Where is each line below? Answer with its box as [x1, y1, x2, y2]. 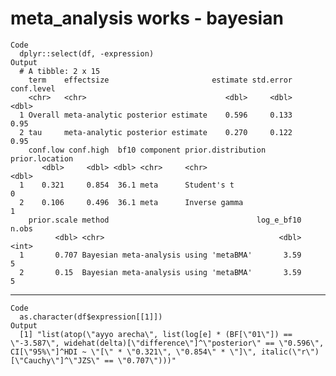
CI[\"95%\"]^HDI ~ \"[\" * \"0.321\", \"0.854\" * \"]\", [10, 347, 257, 357]
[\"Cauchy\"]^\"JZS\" [10, 355, 101, 366]
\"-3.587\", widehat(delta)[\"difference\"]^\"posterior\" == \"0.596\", [10, 338, 325, 348]
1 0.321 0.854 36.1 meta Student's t [19, 180, 235, 190]
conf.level [10, 83, 56, 94]
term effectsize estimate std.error [28, 75, 293, 85]
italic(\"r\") [260, 347, 320, 357]
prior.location [10, 153, 74, 164]
